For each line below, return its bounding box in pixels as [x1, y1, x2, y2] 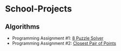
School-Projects [5, 3, 72, 14]
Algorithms [5, 23, 40, 31]
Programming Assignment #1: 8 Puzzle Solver [12, 35, 104, 41]
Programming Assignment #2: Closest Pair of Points [12, 40, 117, 46]
